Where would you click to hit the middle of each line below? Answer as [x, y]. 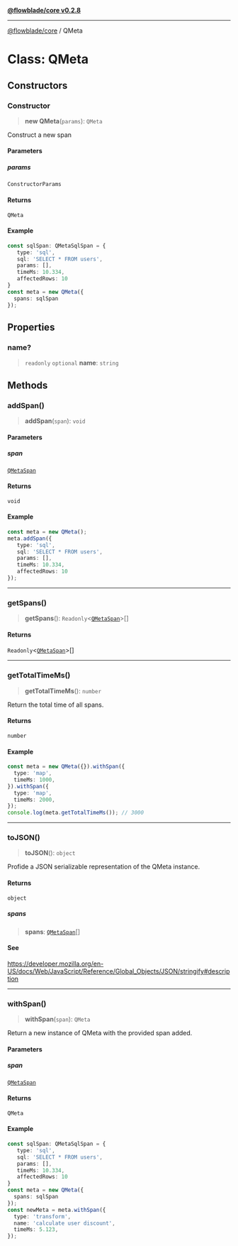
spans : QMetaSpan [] [52, 932]
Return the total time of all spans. [56, 705]
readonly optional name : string [72, 363]
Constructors [38, 86]
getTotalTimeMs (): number [63, 690]
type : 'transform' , [42, 1216]
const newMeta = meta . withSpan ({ [57, 1210]
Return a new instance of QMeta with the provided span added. [100, 1033]
